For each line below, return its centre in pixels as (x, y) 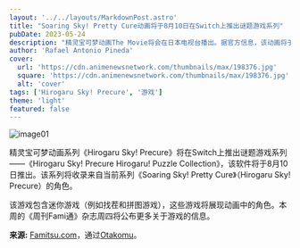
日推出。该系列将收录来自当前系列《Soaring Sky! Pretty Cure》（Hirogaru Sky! (150, 175)
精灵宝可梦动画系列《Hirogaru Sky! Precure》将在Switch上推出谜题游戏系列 (148, 153)
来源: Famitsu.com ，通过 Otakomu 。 (75, 235)
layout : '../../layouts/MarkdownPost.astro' (93, 17)
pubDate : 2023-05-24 (48, 34)
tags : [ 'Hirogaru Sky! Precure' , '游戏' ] (86, 92)
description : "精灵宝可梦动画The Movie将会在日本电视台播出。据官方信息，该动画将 (148, 42)
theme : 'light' (37, 100)
